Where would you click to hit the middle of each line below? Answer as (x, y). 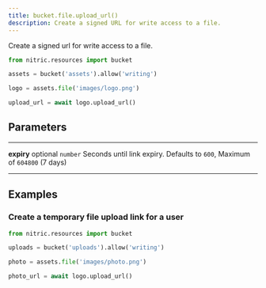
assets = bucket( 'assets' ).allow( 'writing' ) (83, 74)
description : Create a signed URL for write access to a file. (115, 23)
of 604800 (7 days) (38, 162)
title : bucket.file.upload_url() (63, 15)
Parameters (38, 127)
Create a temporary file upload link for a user (96, 217)
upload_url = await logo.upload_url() (72, 103)
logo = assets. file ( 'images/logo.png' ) (74, 89)
